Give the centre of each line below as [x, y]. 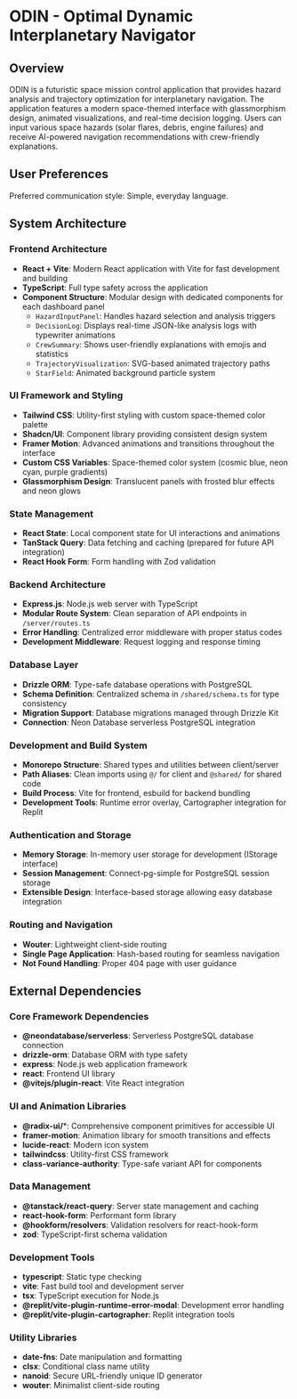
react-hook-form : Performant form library [99, 1215]
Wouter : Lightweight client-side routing [94, 944]
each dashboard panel [63, 306]
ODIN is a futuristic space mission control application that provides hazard [145, 89]
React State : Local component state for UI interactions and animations [151, 533]
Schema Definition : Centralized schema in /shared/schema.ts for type [151, 694]
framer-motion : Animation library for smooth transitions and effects [146, 1135]
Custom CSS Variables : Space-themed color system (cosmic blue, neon [155, 462]
